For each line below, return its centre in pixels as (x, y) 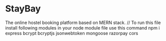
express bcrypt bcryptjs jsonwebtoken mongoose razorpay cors (72, 33)
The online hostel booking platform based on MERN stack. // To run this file (83, 22)
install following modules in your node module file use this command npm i (82, 27)
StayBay (23, 9)
